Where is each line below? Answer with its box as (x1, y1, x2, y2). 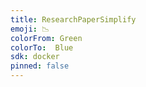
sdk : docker (10, 52, 60, 62)
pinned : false (10, 61, 70, 71)
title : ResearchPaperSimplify (10, 14, 137, 25)
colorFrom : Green (10, 33, 83, 43)
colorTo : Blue (10, 42, 74, 53)
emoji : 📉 (10, 24, 50, 34)
